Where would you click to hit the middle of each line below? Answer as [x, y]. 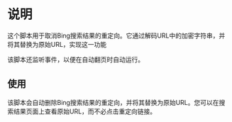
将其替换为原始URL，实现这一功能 [57, 44]
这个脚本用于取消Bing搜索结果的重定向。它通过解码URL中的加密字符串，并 [116, 35]
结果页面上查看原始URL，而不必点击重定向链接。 [85, 111]
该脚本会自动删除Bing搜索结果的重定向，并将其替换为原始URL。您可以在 [113, 102]
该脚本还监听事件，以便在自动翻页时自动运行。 [76, 59]
